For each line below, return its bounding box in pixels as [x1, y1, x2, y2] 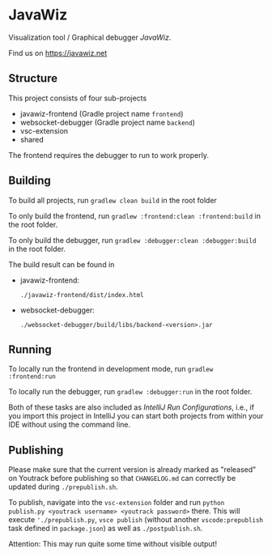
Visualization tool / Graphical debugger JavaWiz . [8, 32, 172, 42]
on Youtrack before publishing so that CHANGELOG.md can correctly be [8, 474, 236, 483]
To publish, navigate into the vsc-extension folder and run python [8, 498, 225, 508]
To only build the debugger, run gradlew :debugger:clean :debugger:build [8, 235, 257, 244]
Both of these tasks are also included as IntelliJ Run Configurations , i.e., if [8, 402, 255, 412]
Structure [8, 71, 58, 86]
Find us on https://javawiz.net [8, 48, 108, 57]
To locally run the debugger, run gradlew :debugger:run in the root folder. [8, 387, 253, 397]
